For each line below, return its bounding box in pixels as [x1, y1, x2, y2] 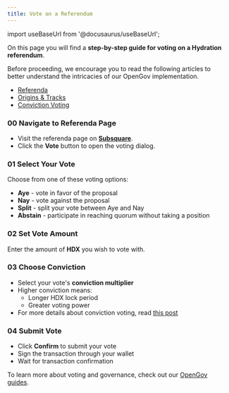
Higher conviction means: [17, 286, 93, 294]
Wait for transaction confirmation [17, 357, 114, 366]
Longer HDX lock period [27, 293, 99, 301]
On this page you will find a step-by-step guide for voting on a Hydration [7, 43, 222, 51]
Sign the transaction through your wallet [17, 349, 135, 358]
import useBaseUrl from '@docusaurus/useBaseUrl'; [7, 30, 160, 38]
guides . [7, 378, 30, 387]
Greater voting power [27, 301, 90, 309]
